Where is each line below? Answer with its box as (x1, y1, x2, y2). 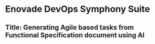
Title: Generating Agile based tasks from (5, 23, 134, 32)
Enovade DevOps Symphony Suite (5, 3, 150, 15)
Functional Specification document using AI (5, 31, 145, 39)
